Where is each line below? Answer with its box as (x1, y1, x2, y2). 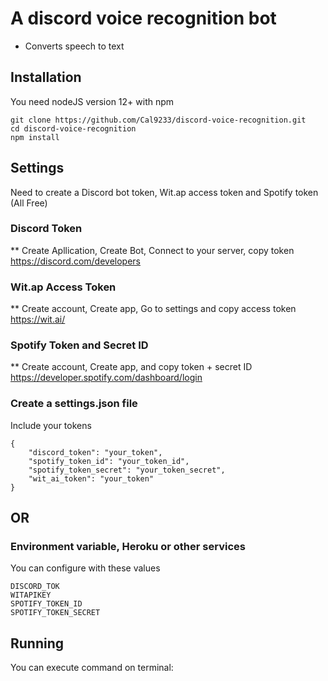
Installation (10, 69, 82, 86)
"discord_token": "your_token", (28, 447, 163, 457)
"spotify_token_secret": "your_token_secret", (28, 465, 226, 475)
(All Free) (10, 197, 48, 209)
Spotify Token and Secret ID (10, 338, 149, 352)
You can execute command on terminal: (10, 662, 174, 674)
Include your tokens (10, 419, 92, 431)
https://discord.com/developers (10, 255, 142, 267)
